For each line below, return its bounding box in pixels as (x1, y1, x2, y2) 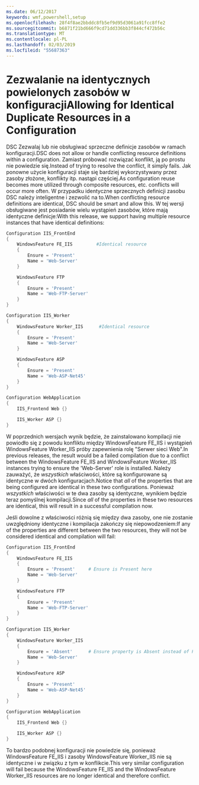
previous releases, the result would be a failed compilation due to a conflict (6, 452, 190, 459)
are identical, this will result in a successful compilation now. (6, 502, 153, 509)
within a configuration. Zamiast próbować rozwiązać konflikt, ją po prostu (6, 156, 185, 163)
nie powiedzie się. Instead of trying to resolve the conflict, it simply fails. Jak (6, 162, 191, 169)
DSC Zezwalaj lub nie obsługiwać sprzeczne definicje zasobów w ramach (6, 143, 186, 150)
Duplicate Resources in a (6, 111, 131, 124)
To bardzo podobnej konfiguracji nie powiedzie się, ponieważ (6, 746, 156, 754)
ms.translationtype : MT (6, 31, 65, 37)
